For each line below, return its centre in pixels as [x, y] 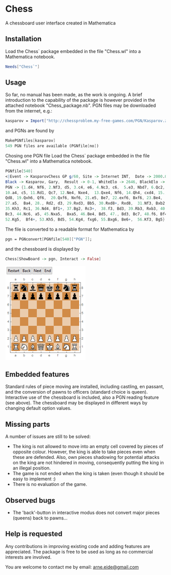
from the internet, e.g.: [29, 111]
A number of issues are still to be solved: [48, 436]
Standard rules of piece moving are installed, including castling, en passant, [85, 387]
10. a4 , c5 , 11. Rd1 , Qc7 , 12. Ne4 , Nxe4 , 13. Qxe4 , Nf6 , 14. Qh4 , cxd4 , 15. [85, 193]
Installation [23, 39]
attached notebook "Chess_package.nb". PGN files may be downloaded [81, 105]
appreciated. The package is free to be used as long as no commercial [79, 552]
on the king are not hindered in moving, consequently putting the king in [88, 463]
